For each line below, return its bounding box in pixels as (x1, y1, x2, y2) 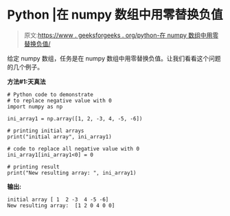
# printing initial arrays (7, 127, 84, 134)
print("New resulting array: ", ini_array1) (7, 169, 137, 176)
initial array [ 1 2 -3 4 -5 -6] (7, 196, 109, 203)
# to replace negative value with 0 (7, 97, 112, 104)
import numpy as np (7, 103, 63, 110)
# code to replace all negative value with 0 (7, 145, 139, 152)
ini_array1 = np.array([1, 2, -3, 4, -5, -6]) (7, 115, 143, 122)
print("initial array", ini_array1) (7, 133, 112, 140)
